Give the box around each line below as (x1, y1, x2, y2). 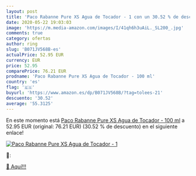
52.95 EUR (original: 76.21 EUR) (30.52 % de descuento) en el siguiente (6, 123, 178, 130)
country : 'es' (6, 79, 41, 85)
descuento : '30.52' (6, 95, 54, 101)
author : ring (6, 41, 38, 47)
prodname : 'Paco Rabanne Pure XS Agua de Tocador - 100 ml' (6, 73, 156, 79)
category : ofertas (6, 36, 51, 41)
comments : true (6, 30, 43, 36)
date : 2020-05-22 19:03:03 (6, 19, 72, 25)
